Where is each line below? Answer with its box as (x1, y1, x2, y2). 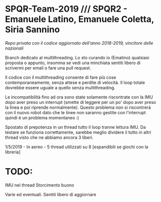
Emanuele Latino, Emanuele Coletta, (5, 14, 154, 25)
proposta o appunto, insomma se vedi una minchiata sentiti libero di (5, 60, 141, 66)
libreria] (5, 149, 21, 155)
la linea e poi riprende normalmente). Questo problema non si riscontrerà (5, 104, 151, 110)
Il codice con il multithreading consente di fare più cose (5, 74, 116, 80)
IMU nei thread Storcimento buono (5, 182, 74, 188)
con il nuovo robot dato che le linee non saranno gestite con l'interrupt (5, 109, 146, 115)
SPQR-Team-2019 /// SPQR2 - (5, 3, 127, 15)
